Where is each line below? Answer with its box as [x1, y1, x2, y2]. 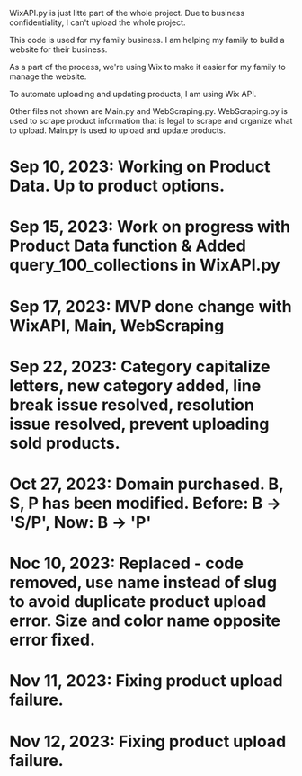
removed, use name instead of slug [9, 573, 277, 593]
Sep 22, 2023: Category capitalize [9, 356, 271, 377]
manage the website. [9, 71, 87, 82]
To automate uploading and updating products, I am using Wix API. [9, 89, 257, 99]
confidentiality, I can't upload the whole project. [9, 17, 186, 28]
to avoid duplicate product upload [9, 592, 267, 612]
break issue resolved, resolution [9, 395, 254, 415]
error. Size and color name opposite [9, 611, 281, 631]
